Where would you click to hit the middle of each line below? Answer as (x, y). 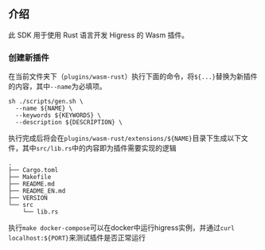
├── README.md (32, 184)
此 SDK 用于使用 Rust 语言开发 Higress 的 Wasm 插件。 (99, 35)
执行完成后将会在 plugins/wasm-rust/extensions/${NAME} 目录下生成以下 (125, 139)
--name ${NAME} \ (44, 109)
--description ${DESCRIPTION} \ (69, 123)
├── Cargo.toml (33, 170)
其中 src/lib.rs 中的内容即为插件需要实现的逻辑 (99, 148)
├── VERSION (28, 198)
